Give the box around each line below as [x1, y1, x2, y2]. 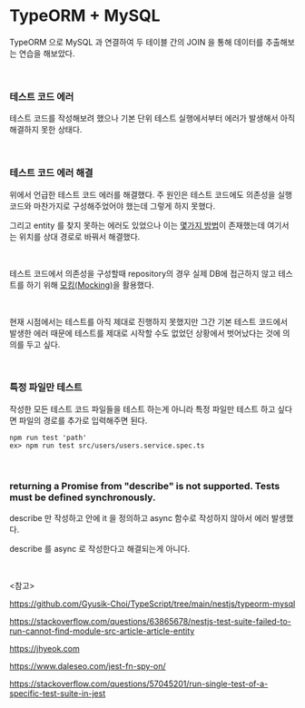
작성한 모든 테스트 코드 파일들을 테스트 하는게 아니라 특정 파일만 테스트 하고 [9, 403, 276, 414]
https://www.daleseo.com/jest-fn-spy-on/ [9, 661, 166, 672]
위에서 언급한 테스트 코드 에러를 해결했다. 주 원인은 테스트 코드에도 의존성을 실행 [9, 189, 293, 200]
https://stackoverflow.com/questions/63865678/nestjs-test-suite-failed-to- [9, 616, 292, 627]
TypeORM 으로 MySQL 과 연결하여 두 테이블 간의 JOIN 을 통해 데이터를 [9, 36, 264, 47]
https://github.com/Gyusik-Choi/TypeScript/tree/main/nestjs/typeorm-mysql [9, 598, 296, 609]
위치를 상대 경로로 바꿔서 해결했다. [18, 231, 141, 241]
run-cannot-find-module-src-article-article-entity [9, 625, 195, 636]
